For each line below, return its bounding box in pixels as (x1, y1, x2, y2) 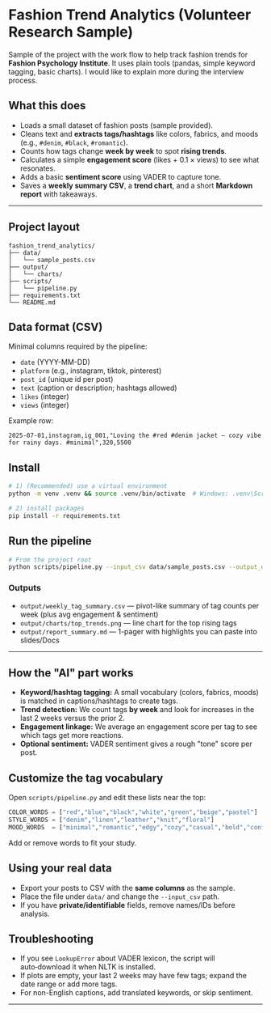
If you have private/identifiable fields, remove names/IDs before (19, 900, 236, 909)
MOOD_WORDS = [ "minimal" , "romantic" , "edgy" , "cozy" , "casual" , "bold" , (8, 823, 248, 831)
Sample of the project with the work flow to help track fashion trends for (8, 49, 248, 59)
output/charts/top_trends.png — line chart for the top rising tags (19, 617, 237, 628)
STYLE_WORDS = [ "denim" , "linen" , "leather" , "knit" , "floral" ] (8, 816, 215, 824)
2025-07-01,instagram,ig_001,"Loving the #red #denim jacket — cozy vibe (8, 431, 262, 440)
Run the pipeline (8, 534, 92, 548)
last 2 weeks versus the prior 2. (19, 714, 125, 723)
